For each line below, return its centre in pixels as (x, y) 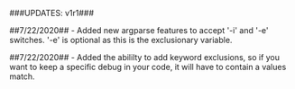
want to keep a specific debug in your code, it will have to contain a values (148, 67)
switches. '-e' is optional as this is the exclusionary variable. (121, 40)
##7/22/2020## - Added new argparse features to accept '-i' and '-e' (139, 30)
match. (22, 76)
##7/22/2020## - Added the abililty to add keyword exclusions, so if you (145, 57)
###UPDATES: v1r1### (52, 13)
